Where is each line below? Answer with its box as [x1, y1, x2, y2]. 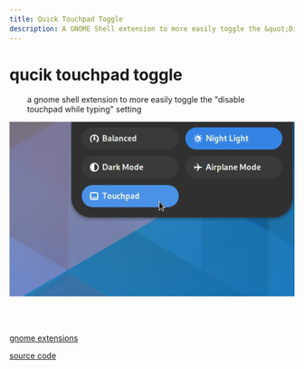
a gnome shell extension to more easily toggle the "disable [26, 94, 246, 105]
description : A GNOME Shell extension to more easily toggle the [9, 24, 261, 34]
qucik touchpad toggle [9, 64, 183, 85]
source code [9, 350, 57, 361]
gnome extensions [9, 332, 79, 344]
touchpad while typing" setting [26, 104, 142, 115]
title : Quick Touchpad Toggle [9, 15, 124, 24]
